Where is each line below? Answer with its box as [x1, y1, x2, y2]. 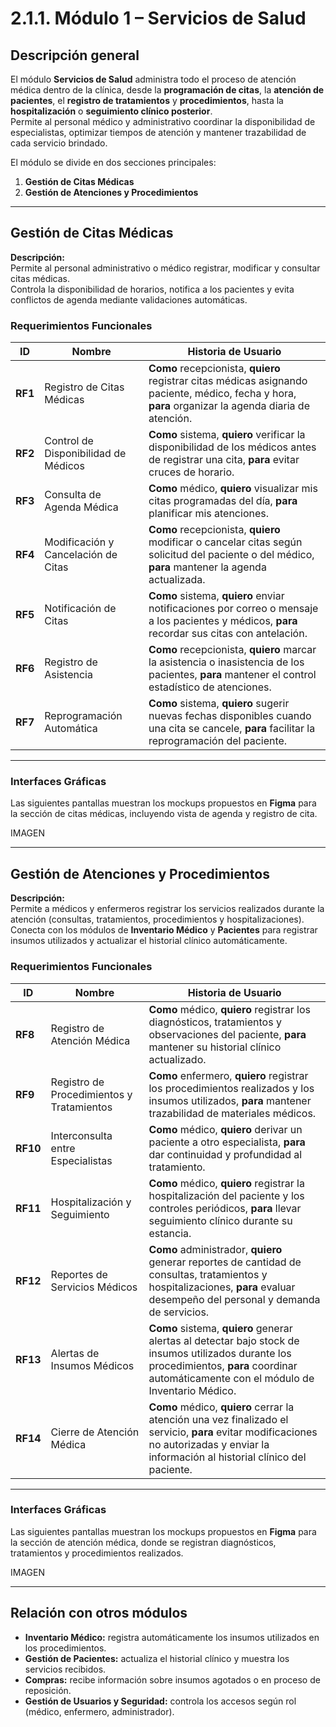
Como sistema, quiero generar [148, 1321, 293, 1335]
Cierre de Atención [50, 1425, 140, 1439]
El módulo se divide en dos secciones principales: [10, 157, 217, 168]
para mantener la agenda [148, 560, 267, 574]
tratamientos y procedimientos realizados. [10, 1547, 184, 1559]
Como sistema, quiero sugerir [148, 697, 290, 711]
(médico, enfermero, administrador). [24, 1705, 175, 1717]
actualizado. [148, 1052, 207, 1066]
